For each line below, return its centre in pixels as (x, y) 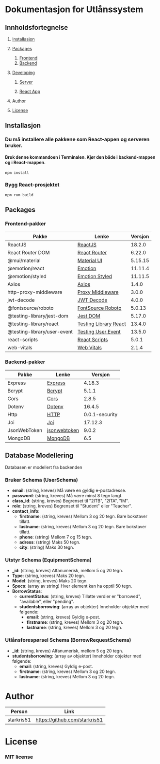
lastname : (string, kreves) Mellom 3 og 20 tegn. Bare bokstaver (83, 526)
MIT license (19, 757)
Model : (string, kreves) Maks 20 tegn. (50, 581)
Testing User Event (99, 332)
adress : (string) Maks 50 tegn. (50, 542)
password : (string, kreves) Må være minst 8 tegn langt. (67, 495)
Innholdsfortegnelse (37, 28)
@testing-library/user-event (40, 332)
